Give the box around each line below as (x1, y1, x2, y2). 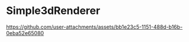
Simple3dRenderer (6, 4, 100, 17)
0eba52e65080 (6, 29, 44, 36)
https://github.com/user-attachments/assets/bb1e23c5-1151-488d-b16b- (6, 23, 183, 30)
